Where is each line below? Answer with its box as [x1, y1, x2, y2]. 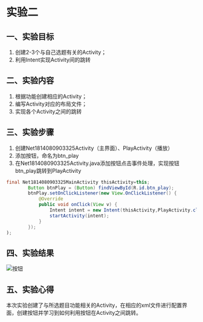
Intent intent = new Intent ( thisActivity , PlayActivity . [49, 207, 193, 213]
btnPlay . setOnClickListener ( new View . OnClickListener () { [28, 190, 177, 196]
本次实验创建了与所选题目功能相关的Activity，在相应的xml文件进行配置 [6, 301, 182, 309]
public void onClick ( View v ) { [38, 202, 118, 208]
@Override [38, 196, 63, 202]
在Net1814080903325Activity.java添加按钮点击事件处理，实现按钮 [14, 159, 179, 167]
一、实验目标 [6, 31, 54, 42]
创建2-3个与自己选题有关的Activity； [14, 49, 107, 56]
